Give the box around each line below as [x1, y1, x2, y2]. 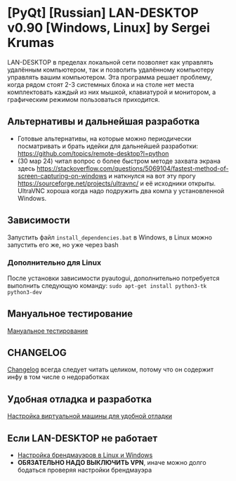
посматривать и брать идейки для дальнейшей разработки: [17, 142, 199, 150]
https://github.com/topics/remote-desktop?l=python [17, 149, 169, 157]
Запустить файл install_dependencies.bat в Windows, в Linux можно [7, 233, 213, 242]
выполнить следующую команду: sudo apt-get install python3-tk [7, 281, 207, 289]
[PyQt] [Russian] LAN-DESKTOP [7, 5, 199, 21]
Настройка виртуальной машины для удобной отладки [7, 412, 173, 421]
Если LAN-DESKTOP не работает [7, 432, 158, 444]
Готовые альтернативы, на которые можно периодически [17, 134, 192, 143]
